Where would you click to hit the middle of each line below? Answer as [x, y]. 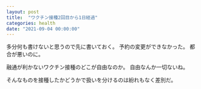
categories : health [31, 23]
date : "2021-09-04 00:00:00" [43, 29]
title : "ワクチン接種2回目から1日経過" [52, 18]
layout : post [23, 12]
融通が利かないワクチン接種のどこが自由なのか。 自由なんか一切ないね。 [97, 67]
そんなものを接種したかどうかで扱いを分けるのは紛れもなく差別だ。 [91, 80]
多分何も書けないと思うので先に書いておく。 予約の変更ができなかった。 [97, 47]
